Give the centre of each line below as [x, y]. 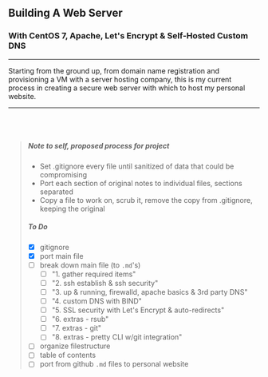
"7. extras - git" [77, 328]
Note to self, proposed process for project [99, 146]
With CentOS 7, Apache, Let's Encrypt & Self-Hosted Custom [128, 36]
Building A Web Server [66, 13]
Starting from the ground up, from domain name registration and [114, 70]
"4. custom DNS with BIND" [97, 301]
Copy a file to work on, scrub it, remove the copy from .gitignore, [146, 200]
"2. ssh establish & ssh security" [105, 283]
